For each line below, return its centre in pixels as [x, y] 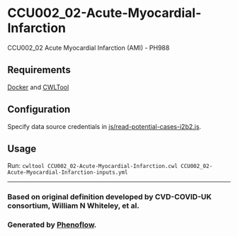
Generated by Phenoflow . [52, 225]
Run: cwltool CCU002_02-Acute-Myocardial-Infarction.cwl [93, 166]
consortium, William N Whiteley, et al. [73, 206]
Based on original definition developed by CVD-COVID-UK [110, 197]
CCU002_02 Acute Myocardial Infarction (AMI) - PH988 [89, 47]
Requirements [39, 70]
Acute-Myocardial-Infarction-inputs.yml [68, 173]
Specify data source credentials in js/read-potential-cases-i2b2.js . [104, 126]
